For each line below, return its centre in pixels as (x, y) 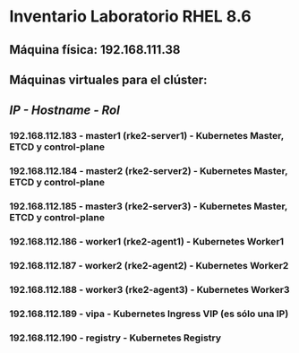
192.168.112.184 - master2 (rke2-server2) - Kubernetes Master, (149, 171)
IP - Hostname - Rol (65, 111)
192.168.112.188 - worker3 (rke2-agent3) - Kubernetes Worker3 (149, 289)
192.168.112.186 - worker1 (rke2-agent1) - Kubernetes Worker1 (147, 242)
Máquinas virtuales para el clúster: (108, 79)
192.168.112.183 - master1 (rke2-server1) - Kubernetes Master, (147, 136)
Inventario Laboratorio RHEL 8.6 (131, 17)
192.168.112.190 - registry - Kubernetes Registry (115, 338)
